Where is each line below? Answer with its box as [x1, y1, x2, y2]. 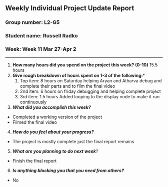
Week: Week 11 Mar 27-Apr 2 [5, 46, 76, 53]
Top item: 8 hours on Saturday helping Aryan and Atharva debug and [19, 77, 162, 84]
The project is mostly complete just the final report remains [12, 138, 134, 144]
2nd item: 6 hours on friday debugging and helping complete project [19, 88, 161, 94]
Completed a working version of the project [12, 114, 102, 120]
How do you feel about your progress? [12, 129, 94, 135]
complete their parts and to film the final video [19, 83, 115, 89]
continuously [19, 99, 47, 105]
